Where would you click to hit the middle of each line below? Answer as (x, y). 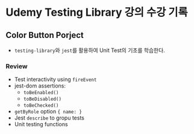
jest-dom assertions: (40, 86)
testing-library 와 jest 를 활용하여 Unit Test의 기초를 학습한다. (89, 50)
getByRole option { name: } (48, 112)
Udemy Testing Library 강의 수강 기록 (97, 12)
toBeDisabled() (42, 99)
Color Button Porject (45, 35)
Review (17, 66)
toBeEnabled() (41, 93)
